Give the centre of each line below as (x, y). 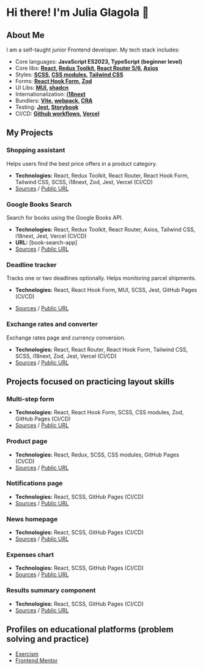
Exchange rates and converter (52, 324)
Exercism (27, 653)
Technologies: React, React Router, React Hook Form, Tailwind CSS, (102, 349)
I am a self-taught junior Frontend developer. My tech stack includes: (93, 50)
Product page (27, 441)
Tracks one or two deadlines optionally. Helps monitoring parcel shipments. (102, 278)
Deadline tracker (31, 264)
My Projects (30, 133)
